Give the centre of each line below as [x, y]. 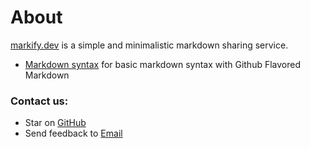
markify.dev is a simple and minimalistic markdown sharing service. [149, 45]
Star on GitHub [55, 123]
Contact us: [39, 101]
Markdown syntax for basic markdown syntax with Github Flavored [163, 64]
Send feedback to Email [73, 133]
